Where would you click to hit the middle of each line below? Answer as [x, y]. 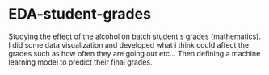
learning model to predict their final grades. [80, 62]
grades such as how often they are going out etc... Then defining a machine [134, 53]
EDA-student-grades [80, 14]
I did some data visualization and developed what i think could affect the [128, 44]
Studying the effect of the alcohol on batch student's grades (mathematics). [134, 36]
